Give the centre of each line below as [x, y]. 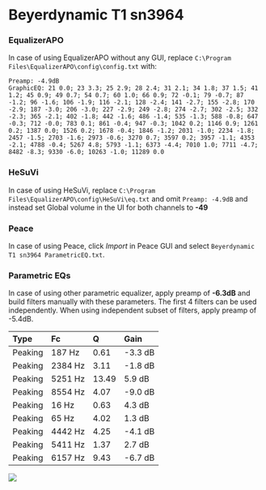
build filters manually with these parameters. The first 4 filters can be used [133, 302]
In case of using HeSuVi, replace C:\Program [82, 190]
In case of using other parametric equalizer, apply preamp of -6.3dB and [129, 293]
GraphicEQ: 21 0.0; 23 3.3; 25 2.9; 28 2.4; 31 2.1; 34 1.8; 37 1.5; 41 [133, 88]
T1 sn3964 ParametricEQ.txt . [57, 255]
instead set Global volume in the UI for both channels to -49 [108, 207]
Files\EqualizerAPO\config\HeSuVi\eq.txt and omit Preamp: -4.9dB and [128, 198]
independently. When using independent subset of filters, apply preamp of [133, 310]
